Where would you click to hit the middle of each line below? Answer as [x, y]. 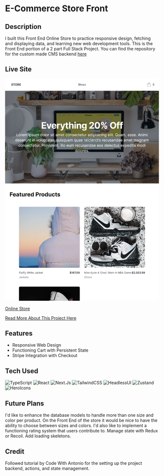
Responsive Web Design [37, 345]
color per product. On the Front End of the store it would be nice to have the [81, 420]
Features [19, 333]
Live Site [18, 69]
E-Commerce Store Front [57, 9]
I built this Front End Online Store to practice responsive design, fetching [78, 38]
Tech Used [22, 371]
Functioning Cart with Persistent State [50, 350]
